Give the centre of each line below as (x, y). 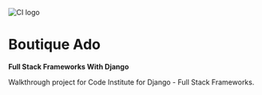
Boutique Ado (55, 45)
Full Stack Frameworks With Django (69, 66)
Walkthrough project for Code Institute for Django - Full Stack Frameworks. (131, 82)
